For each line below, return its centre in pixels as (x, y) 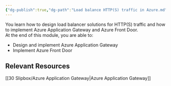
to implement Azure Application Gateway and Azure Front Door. (72, 30)
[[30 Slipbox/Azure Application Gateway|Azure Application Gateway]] (78, 78)
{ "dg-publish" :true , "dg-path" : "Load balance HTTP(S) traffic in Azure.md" (86, 10)
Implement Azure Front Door (42, 50)
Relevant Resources (38, 66)
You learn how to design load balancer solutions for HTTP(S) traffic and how (85, 24)
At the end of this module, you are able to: (49, 35)
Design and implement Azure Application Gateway (65, 45)
